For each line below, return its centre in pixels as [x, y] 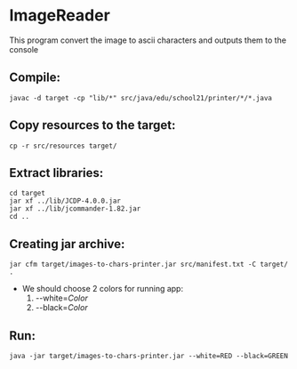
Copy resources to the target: [92, 125]
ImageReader [60, 16]
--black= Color [61, 308]
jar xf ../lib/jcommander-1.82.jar [75, 209]
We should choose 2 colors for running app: [103, 289]
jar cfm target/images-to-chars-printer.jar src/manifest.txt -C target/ [149, 265]
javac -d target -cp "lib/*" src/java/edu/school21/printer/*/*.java [141, 98]
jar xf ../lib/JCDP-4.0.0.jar [65, 201]
